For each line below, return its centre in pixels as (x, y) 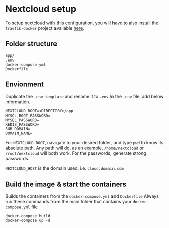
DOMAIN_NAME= (19, 133)
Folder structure (31, 44)
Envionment (25, 84)
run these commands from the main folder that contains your (69, 202)
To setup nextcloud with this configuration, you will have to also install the (82, 23)
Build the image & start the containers (66, 184)
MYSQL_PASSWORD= (22, 120)
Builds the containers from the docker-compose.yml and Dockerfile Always (82, 196)
